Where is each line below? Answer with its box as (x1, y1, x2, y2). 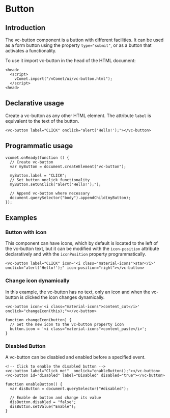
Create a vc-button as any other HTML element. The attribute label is (5, 113, 151, 119)
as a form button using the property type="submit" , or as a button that (5, 42, 152, 48)
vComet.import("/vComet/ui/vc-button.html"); (14, 76, 113, 81)
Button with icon (5, 229, 47, 236)
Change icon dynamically (5, 277, 70, 284)
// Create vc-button (10, 159, 53, 164)
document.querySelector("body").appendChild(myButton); (10, 195, 131, 200)
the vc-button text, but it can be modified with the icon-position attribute (5, 245, 159, 252)
